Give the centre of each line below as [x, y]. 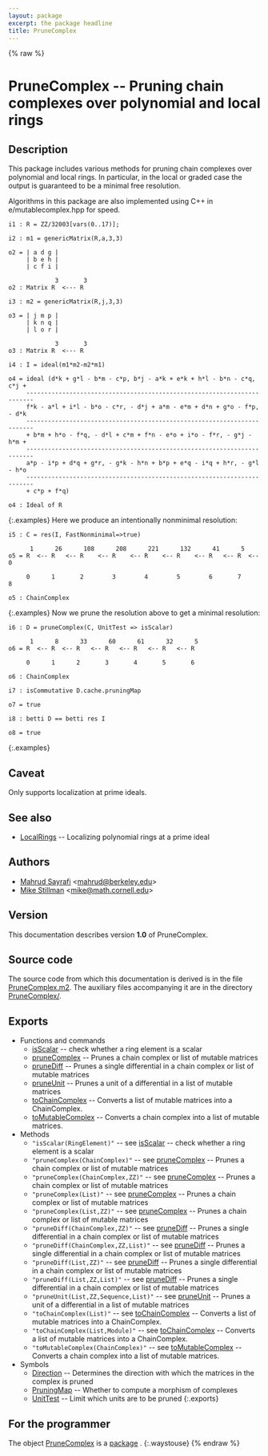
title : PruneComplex [43, 30]
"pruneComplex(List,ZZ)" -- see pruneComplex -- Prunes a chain [139, 1211]
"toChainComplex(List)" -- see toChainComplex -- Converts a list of [144, 1313]
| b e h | [42, 260]
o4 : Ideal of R [35, 505]
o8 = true [25, 733]
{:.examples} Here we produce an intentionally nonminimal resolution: [123, 520]
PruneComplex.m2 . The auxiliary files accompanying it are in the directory [131, 988]
